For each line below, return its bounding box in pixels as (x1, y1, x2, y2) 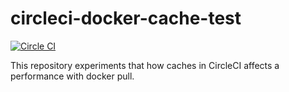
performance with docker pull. (10, 70, 135, 82)
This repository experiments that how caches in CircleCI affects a (10, 59, 280, 71)
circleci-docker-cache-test (10, 7, 242, 30)
